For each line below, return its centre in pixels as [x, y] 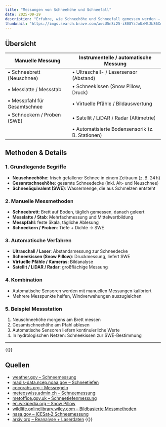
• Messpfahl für [26, 101]
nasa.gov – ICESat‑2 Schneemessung [50, 414]
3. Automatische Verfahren [38, 240]
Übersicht [21, 43]
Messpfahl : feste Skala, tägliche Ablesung [55, 222]
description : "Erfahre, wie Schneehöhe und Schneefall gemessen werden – [83, 19]
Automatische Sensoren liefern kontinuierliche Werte [66, 330]
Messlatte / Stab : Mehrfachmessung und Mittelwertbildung [73, 217]
